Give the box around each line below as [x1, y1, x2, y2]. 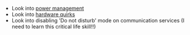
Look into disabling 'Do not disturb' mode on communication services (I [11, 17, 185, 24]
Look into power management [11, 5, 84, 11]
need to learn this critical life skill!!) [11, 23, 96, 30]
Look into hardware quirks [11, 11, 75, 18]
